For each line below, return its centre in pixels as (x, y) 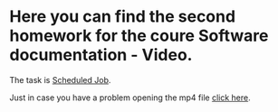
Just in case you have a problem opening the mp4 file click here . (130, 98)
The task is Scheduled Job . (60, 79)
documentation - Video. (101, 55)
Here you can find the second (123, 17)
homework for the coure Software (139, 36)
